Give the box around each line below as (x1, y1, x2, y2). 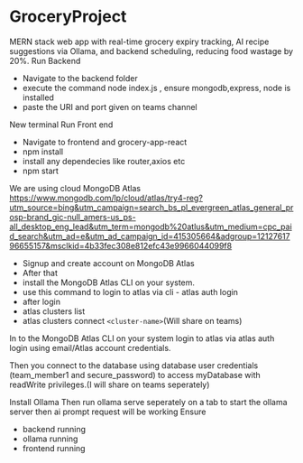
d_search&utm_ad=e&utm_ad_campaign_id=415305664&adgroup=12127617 (9, 230, 290, 241)
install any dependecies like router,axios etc (22, 155, 186, 166)
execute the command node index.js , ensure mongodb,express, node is (22, 82, 291, 93)
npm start (22, 165, 59, 176)
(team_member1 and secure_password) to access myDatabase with (9, 369, 262, 380)
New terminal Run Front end (9, 119, 114, 130)
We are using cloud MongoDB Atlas (9, 182, 142, 193)
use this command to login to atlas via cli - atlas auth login (22, 286, 239, 297)
